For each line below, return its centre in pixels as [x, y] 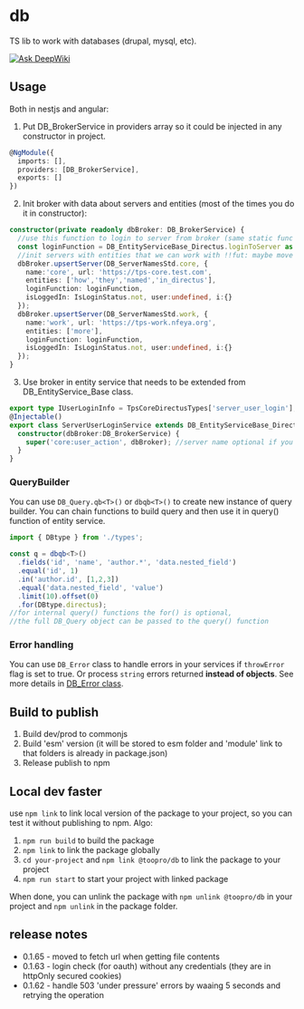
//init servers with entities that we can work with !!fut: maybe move [156, 255]
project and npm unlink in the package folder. [94, 907]
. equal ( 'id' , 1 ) [48, 571]
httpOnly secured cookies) [72, 975]
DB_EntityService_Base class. [78, 392]
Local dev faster [56, 791]
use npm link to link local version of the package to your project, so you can [151, 813]
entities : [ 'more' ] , [64, 331]
